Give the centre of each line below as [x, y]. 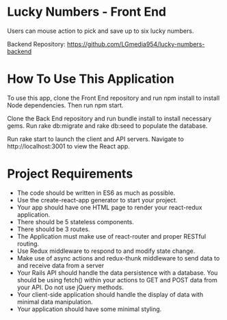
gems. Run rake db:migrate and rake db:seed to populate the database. [107, 125]
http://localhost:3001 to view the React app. [68, 146]
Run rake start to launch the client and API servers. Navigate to [96, 139]
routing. [28, 243]
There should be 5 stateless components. [76, 222]
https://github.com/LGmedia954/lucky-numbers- [136, 44]
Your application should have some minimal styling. [89, 309]
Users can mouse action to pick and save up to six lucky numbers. [101, 31]
